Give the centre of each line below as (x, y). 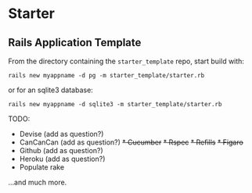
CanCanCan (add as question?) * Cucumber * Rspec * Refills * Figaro (131, 142)
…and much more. (38, 182)
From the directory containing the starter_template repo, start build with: (126, 61)
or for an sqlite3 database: (51, 90)
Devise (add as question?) (61, 134)
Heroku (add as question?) (62, 159)
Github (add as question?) (61, 150)
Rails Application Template (75, 43)
